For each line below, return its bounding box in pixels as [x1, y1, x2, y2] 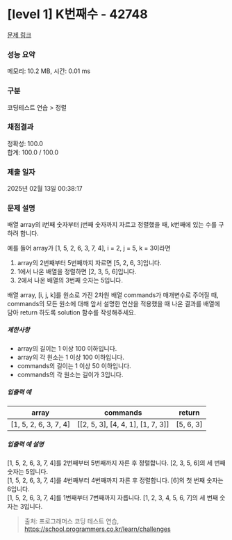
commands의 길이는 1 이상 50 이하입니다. [17, 362, 132, 370]
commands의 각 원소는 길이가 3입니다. [17, 370, 124, 379]
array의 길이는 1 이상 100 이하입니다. [17, 344, 117, 353]
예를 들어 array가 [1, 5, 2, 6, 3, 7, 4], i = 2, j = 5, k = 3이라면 [7, 244, 171, 253]
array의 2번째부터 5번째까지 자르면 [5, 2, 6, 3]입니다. [17, 259, 162, 267]
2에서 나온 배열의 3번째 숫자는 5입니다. [17, 276, 124, 285]
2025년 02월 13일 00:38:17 [7, 184, 83, 193]
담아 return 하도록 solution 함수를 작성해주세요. [7, 308, 136, 317]
